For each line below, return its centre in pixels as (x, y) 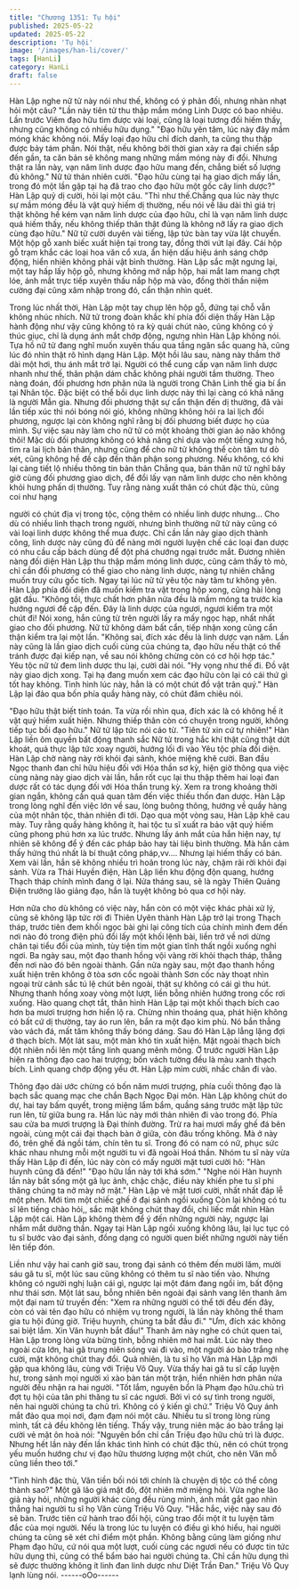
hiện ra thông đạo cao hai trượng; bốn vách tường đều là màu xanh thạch (143, 1059)
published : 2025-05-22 (51, 26)
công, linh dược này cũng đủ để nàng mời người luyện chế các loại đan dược (149, 542)
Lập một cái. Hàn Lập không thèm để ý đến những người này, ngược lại (139, 1218)
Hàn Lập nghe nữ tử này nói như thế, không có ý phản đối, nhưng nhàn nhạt (148, 101)
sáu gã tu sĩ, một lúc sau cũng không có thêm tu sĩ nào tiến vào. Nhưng (140, 1274)
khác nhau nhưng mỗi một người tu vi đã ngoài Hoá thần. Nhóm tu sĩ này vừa (150, 1152)
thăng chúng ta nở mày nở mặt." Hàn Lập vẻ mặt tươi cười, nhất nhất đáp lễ (146, 1190)
